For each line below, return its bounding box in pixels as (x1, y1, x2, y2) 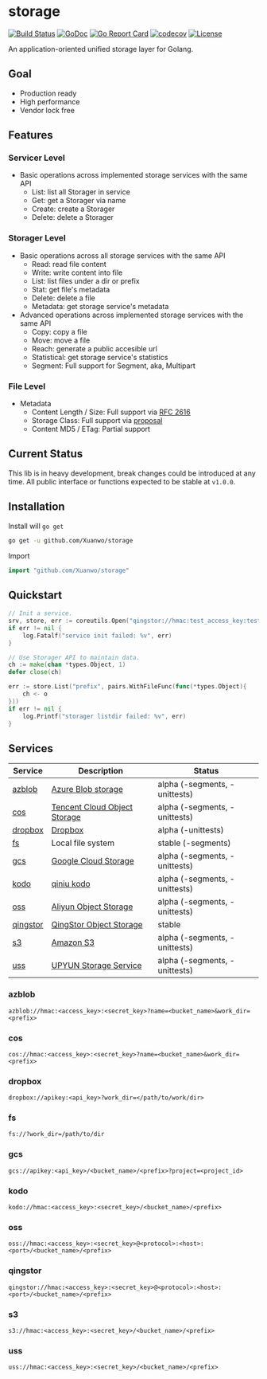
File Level (8, 381, 46, 392)
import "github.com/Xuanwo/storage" (8, 566, 130, 574)
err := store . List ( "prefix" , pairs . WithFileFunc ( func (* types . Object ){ (8, 683, 247, 691)
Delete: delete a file (31, 293, 95, 303)
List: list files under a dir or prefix (31, 276, 141, 285)
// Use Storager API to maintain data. (8, 653, 141, 661)
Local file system (51, 837, 115, 848)
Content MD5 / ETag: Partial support (31, 425, 151, 434)
